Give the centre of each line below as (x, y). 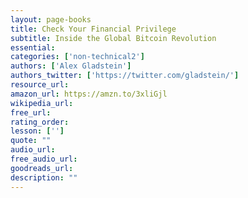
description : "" (44, 177)
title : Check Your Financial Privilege (93, 29)
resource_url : (40, 85)
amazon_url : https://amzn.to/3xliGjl (89, 94)
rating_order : (40, 122)
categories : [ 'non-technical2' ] (77, 57)
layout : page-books (51, 19)
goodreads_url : (42, 168)
